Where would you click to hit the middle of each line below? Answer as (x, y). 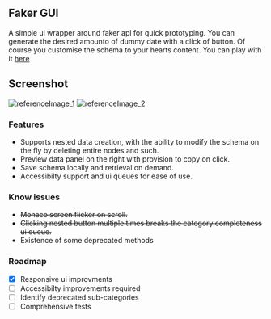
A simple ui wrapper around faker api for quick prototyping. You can (121, 32)
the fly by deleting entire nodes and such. (89, 150)
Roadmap (28, 262)
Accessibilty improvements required (80, 288)
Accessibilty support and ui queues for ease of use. (106, 176)
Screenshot (38, 84)
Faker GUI (34, 13)
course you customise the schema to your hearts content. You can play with (135, 50)
